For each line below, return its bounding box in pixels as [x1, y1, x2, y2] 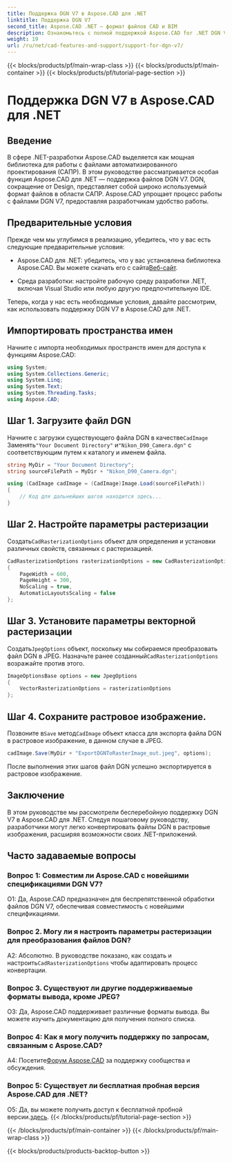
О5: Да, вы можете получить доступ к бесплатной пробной [7, 1105, 183, 1114]
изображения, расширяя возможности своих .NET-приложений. [7, 830, 198, 838]
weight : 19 [7, 36, 39, 43]
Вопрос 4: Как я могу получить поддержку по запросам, [7, 1032, 209, 1041]
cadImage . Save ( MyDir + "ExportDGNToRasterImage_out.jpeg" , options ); [7, 750, 212, 757]
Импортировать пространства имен [7, 325, 173, 337]
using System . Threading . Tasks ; [7, 389, 97, 397]
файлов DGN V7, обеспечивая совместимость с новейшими [7, 902, 184, 911]
